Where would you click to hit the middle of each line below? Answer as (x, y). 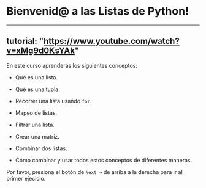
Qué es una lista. (36, 77)
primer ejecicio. (26, 178)
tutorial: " (25, 41)
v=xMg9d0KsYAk (41, 51)
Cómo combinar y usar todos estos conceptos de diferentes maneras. (104, 160)
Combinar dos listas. (41, 148)
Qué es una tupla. (37, 89)
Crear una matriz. (37, 136)
